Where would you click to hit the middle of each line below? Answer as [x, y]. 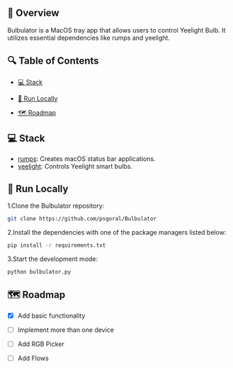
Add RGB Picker [41, 344]
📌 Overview [33, 13]
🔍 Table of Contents [53, 61]
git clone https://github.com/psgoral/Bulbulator [82, 219]
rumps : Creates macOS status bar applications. [86, 159]
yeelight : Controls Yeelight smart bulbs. [75, 167]
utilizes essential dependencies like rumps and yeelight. [89, 38]
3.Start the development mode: [53, 259]
